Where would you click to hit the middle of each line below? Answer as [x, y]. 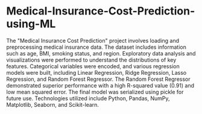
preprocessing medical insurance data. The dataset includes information [96, 47]
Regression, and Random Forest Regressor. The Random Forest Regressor [99, 79]
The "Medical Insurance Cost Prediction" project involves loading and [93, 40]
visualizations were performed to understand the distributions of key [91, 60]
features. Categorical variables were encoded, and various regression [93, 66]
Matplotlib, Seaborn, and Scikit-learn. [53, 104]
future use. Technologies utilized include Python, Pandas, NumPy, [88, 98]
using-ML [31, 24]
